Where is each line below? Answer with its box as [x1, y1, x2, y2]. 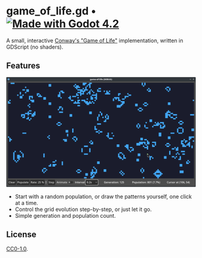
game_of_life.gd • [6, 4, 96, 18]
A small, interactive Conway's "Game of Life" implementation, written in [6, 37, 183, 44]
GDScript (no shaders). [6, 43, 64, 51]
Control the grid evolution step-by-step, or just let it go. [14, 206, 152, 213]
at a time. [14, 199, 38, 206]
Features [6, 61, 40, 71]
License [6, 230, 37, 239]
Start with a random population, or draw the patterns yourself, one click [14, 192, 192, 200]
